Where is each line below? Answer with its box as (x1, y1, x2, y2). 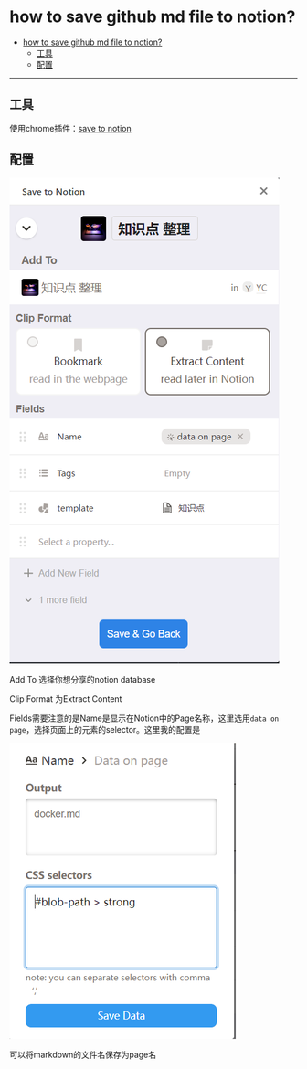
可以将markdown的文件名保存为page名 (9, 1049, 157, 1060)
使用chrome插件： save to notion (9, 122, 132, 133)
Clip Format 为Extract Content (9, 693, 122, 704)
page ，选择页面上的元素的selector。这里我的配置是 (9, 724, 201, 735)
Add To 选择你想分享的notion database (9, 673, 156, 684)
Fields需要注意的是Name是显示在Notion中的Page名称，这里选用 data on (9, 713, 280, 724)
